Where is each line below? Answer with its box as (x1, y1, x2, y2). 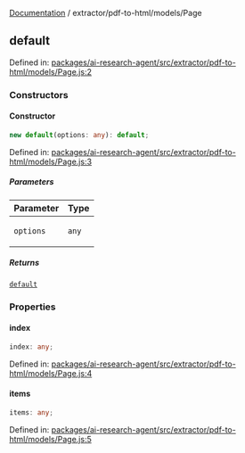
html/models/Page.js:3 (9, 156, 92, 167)
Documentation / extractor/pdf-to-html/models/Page (9, 8, 202, 18)
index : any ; (9, 342, 53, 351)
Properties (9, 301, 56, 313)
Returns (9, 258, 40, 268)
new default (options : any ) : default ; (9, 130, 150, 139)
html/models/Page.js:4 (9, 367, 93, 378)
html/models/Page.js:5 (9, 433, 92, 444)
